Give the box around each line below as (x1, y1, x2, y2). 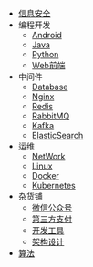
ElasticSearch (31, 130, 84, 140)
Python (31, 49, 59, 59)
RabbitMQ (31, 110, 70, 121)
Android (31, 30, 62, 40)
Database (31, 81, 68, 92)
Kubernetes (31, 180, 76, 190)
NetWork (31, 151, 66, 161)
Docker (31, 170, 59, 180)
